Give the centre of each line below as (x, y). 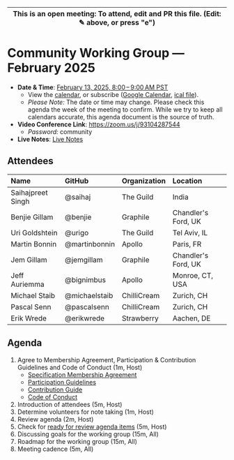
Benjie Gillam (32, 217)
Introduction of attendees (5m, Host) (70, 404)
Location (187, 181)
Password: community (60, 131)
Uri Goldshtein (34, 232)
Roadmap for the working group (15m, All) (77, 441)
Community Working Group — (96, 53)
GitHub (77, 181)
